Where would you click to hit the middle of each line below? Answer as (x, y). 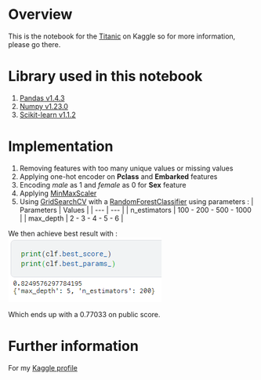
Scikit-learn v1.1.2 (47, 115)
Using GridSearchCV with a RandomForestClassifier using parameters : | (136, 201)
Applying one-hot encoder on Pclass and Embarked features (118, 176)
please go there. (34, 44)
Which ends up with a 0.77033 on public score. (84, 314)
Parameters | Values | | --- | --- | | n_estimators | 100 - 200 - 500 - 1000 (136, 210)
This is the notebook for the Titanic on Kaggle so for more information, (122, 36)
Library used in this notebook (105, 77)
